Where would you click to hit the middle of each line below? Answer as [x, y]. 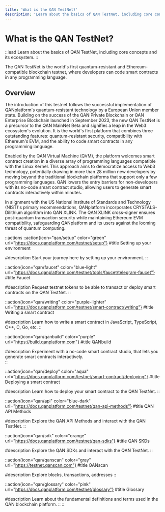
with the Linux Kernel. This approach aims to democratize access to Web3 [80, 166]
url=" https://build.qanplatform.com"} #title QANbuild [58, 342]
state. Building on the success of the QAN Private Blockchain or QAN [75, 115]
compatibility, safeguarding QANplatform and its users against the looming [80, 223]
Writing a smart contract [30, 312]
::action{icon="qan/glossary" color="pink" [48, 484]
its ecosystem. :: [22, 58]
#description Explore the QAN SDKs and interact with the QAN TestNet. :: [79, 451]
